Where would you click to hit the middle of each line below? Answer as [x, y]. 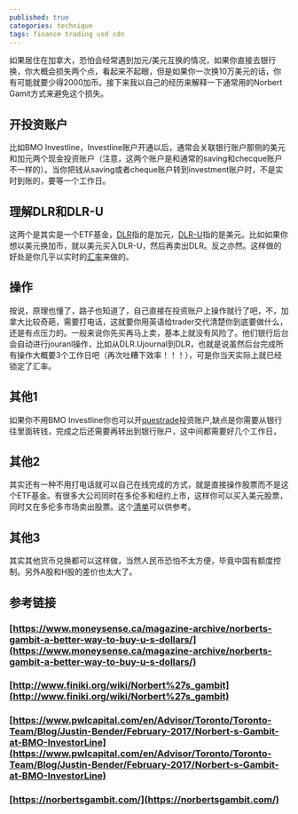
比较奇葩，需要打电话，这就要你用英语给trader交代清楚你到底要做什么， [156, 322]
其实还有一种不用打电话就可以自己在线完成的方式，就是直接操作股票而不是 [145, 484]
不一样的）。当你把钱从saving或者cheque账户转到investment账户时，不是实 [146, 170]
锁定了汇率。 [32, 366]
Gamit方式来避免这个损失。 [59, 93]
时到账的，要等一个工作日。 [60, 181]
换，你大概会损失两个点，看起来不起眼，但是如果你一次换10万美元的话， [141, 71]
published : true [39, 17]
